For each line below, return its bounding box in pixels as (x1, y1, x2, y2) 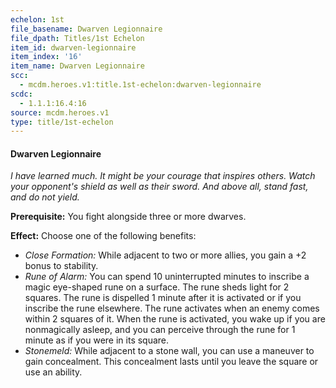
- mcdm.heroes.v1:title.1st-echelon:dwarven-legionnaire (19, 80, 262, 90)
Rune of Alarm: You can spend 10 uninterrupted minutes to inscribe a (24, 271, 310, 283)
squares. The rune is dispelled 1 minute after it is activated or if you (24, 292, 302, 304)
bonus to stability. (24, 260, 99, 272)
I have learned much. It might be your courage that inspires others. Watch (10, 170, 316, 182)
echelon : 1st (10, 14, 65, 25)
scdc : (10, 89, 33, 99)
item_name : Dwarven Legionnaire (10, 61, 145, 71)
